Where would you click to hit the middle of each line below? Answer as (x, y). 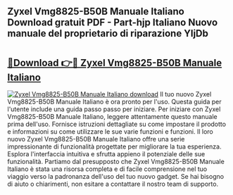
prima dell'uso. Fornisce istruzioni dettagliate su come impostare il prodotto (117, 124)
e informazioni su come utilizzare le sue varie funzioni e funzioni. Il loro (110, 132)
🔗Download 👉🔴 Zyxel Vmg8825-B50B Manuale (115, 63)
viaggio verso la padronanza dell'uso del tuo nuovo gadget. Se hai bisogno (115, 176)
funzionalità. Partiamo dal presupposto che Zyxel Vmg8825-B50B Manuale (116, 162)
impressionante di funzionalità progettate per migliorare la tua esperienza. (114, 146)
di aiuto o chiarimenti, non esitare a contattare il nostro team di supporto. (113, 184)
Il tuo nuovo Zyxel (185, 94)
